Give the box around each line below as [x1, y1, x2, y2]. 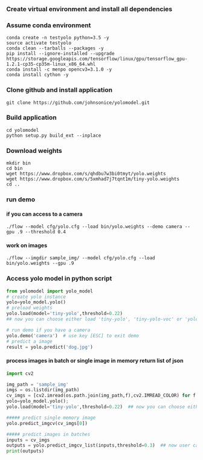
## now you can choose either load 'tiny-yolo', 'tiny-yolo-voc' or [6, 316, 182, 322]
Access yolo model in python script [6, 274, 112, 283]
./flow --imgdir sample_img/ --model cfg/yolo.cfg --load [6, 255, 155, 261]
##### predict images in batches [6, 431, 91, 437]
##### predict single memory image [6, 415, 96, 421]
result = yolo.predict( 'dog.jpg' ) [6, 344, 94, 350]
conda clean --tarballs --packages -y [6, 45, 104, 51]
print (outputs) [6, 448, 45, 455]
